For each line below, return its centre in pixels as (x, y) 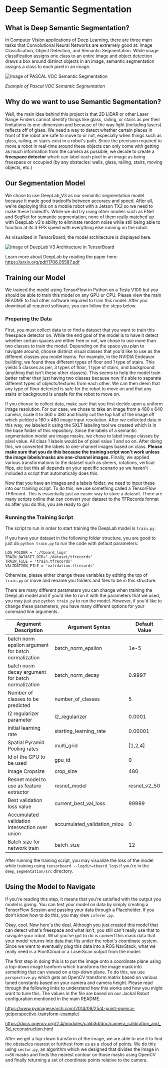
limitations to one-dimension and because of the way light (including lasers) (83, 125)
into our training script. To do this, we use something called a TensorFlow (81, 488)
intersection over (27, 827)
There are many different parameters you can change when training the (79, 590)
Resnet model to (27, 779)
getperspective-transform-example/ (42, 1014)
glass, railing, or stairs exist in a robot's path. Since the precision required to (83, 141)
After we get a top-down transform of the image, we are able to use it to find (84, 1038)
